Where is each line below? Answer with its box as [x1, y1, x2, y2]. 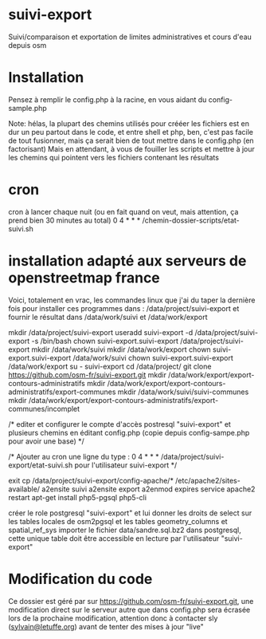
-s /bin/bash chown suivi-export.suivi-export [31, 336, 179, 345]
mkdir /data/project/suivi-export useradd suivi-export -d [8, 327, 194, 337]
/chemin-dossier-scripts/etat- [142, 215, 241, 225]
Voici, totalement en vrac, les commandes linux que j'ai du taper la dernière [8, 295, 256, 305]
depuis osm [8, 40, 47, 49]
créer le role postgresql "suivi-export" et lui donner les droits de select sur [8, 508, 252, 518]
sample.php [8, 103, 48, 112]
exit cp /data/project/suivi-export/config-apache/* [8, 475, 174, 485]
